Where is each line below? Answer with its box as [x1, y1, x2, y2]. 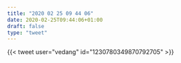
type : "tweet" [7, 29, 48, 36]
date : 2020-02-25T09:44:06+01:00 [7, 16, 103, 23]
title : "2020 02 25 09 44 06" [7, 10, 94, 17]
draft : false [7, 23, 45, 29]
